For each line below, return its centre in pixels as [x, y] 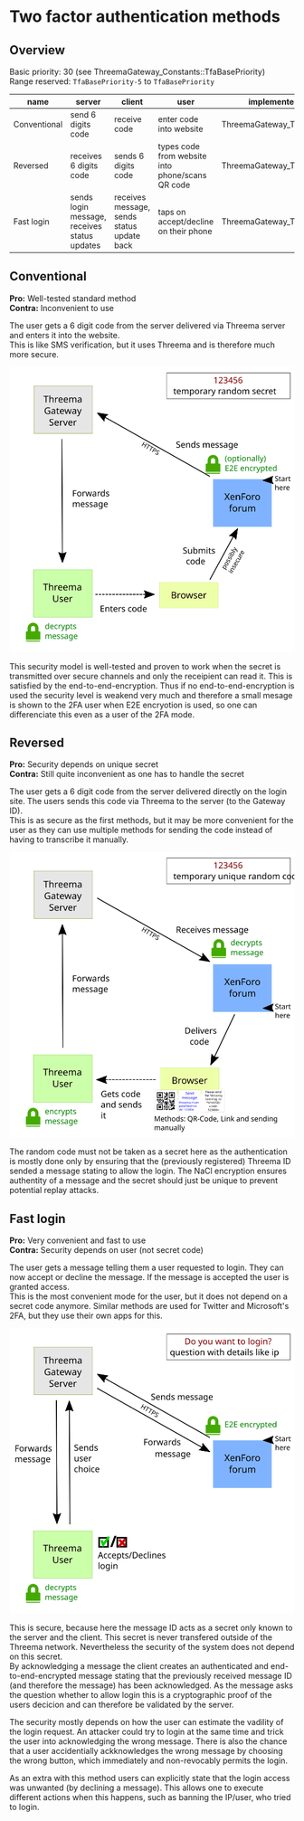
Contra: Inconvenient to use [62, 308]
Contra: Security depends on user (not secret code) [106, 1250]
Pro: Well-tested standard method [73, 298]
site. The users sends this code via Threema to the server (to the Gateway [147, 801]
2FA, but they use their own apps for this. [86, 1316]
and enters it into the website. [65, 335]
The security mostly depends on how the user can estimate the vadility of [147, 1722]
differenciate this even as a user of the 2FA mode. [102, 714]
